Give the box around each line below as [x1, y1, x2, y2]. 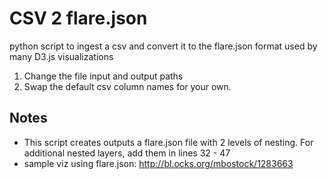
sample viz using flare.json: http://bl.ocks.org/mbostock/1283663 [23, 157, 294, 169]
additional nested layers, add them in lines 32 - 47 [23, 147, 231, 159]
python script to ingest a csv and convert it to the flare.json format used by [9, 40, 318, 52]
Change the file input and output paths [23, 70, 184, 82]
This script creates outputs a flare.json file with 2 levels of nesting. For [23, 136, 314, 148]
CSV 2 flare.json [9, 7, 148, 30]
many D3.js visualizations [9, 50, 114, 62]
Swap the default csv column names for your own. [23, 80, 232, 92]
